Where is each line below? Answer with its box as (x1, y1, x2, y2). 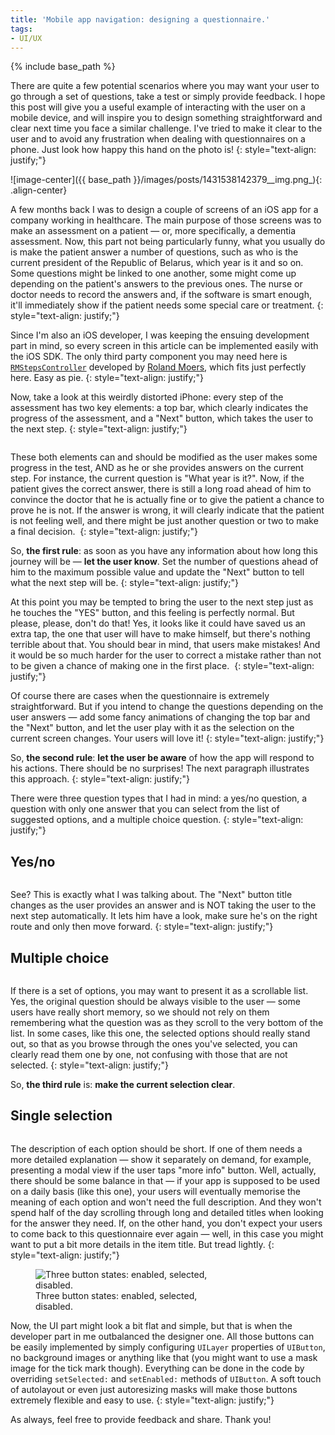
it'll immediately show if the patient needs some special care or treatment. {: (10, 299, 324, 311)
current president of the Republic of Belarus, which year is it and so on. (10, 257, 304, 269)
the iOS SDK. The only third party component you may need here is (10, 351, 288, 363)
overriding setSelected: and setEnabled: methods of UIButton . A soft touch (10, 1372, 322, 1385)
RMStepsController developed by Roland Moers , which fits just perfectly (10, 361, 307, 373)
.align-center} (10, 184, 68, 196)
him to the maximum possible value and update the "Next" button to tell (10, 566, 305, 578)
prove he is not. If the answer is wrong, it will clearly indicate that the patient (10, 504, 325, 516)
